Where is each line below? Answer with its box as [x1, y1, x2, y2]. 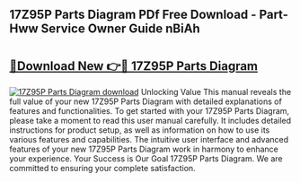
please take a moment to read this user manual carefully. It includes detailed [9, 116, 292, 126]
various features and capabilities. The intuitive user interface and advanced [9, 134, 289, 144]
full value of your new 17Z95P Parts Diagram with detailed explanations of [9, 96, 283, 107]
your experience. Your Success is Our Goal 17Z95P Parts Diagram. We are [9, 153, 283, 164]
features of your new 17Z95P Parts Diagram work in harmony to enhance [9, 143, 278, 154]
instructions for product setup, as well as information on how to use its [9, 125, 270, 135]
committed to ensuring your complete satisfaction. [9, 163, 196, 173]
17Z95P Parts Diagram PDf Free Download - [9, 7, 257, 22]
